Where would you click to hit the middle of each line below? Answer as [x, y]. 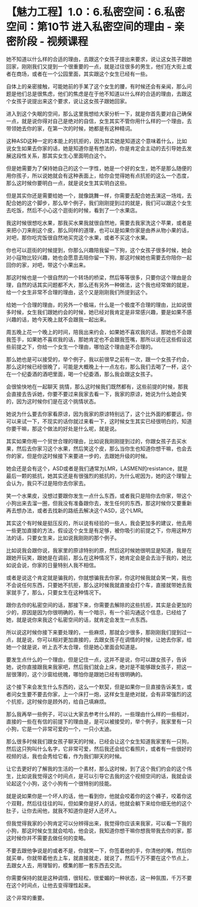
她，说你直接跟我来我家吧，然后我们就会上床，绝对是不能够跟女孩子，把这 [96, 667]
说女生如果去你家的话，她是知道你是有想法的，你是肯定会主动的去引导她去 [96, 148]
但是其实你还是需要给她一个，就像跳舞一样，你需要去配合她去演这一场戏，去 [99, 195]
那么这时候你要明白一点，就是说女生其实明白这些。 [68, 183]
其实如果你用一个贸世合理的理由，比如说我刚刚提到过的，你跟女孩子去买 [94, 441]
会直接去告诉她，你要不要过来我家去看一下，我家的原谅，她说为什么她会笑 [96, 394]
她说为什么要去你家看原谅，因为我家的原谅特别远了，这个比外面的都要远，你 [99, 414]
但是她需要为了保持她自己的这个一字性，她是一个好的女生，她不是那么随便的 [99, 168]
